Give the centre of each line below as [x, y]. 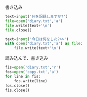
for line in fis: [23, 76]
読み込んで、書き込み [27, 58]
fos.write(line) [31, 81]
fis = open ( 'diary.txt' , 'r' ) [33, 68]
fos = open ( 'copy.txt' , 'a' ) [32, 72]
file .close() [19, 30]
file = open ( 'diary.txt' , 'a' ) [34, 21]
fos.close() [17, 85]
